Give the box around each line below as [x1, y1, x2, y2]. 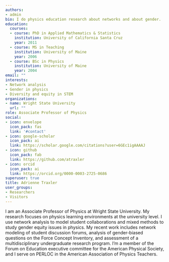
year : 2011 [14, 40, 37, 45]
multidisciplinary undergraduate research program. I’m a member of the [5, 240, 154, 246]
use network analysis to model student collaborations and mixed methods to [5, 219, 164, 225]
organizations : [5, 96, 37, 101]
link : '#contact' [10, 129, 46, 134]
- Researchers [5, 190, 35, 195]
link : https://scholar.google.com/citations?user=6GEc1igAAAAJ [10, 143, 145, 148]
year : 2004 [14, 68, 37, 73]
